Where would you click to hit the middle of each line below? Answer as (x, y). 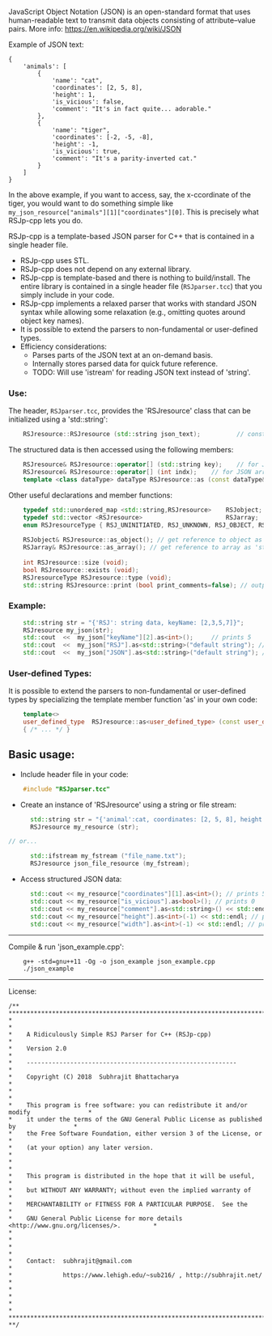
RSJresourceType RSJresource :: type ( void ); (98, 578)
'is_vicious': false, (88, 102)
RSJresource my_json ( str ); (68, 630)
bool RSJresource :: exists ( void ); (81, 570)
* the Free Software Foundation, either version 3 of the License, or (136, 1134)
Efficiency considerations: (64, 346)
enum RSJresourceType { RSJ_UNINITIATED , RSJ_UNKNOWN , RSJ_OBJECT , (139, 525)
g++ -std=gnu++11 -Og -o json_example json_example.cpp (119, 962)
